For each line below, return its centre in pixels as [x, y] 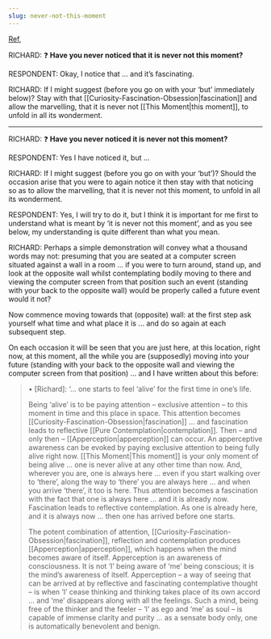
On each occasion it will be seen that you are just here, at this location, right [134, 347]
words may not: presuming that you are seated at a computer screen [122, 256]
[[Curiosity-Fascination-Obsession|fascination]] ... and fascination [138, 422]
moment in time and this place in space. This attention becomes [134, 413]
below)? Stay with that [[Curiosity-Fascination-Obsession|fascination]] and [133, 98]
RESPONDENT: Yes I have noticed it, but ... [79, 158]
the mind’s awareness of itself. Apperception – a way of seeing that [140, 574]
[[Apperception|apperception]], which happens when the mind [132, 549]
